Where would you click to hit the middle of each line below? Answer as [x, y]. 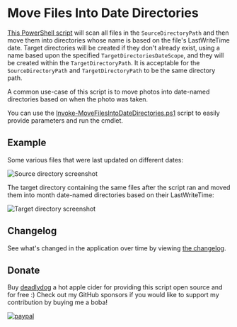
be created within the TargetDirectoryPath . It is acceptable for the [104, 62]
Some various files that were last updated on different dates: [96, 160]
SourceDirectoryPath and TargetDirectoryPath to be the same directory [111, 70]
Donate [24, 270]
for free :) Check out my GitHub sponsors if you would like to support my [113, 295]
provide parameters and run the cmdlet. [65, 120]
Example [27, 143]
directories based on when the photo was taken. [78, 99]
